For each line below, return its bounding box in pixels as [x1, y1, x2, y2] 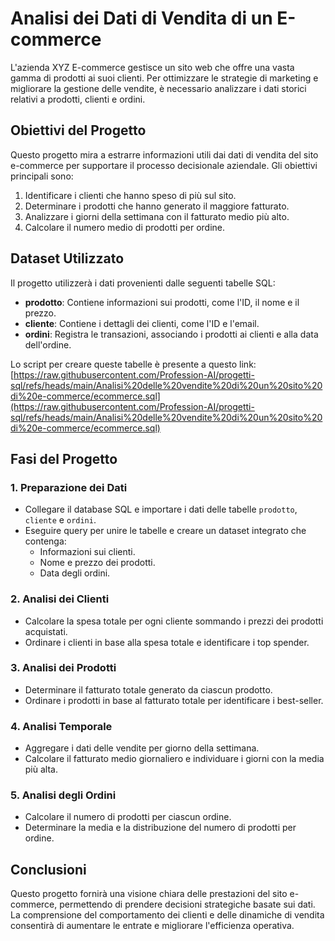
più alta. [24, 763, 58, 776]
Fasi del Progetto [10, 450, 118, 467]
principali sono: [10, 170, 74, 182]
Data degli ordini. [39, 567, 111, 579]
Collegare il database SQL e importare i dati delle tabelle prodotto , [24, 503, 298, 516]
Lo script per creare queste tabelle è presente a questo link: [10, 358, 257, 370]
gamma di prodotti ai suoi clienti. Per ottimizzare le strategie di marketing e [10, 72, 319, 84]
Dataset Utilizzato [10, 250, 125, 267]
